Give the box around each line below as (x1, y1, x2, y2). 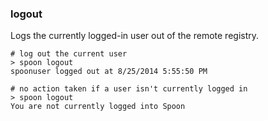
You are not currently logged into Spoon (10, 102, 186, 112)
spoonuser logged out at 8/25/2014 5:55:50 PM (10, 67, 208, 77)
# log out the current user (10, 49, 128, 59)
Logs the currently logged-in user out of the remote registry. (10, 30, 260, 42)
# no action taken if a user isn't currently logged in (10, 84, 248, 94)
